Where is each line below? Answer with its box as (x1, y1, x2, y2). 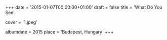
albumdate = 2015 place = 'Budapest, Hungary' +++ (5, 29, 114, 34)
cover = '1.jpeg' (5, 19, 38, 25)
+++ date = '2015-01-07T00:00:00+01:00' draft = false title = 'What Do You (5, 4, 162, 10)
